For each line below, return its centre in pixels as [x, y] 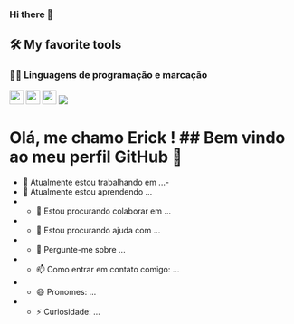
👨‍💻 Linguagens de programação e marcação [109, 75]
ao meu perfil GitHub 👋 [96, 157]
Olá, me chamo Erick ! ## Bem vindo [147, 137]
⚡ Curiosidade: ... [68, 311]
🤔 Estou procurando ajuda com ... [98, 230]
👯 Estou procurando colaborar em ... [104, 211]
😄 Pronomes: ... [66, 291]
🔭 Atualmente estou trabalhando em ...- [96, 182]
